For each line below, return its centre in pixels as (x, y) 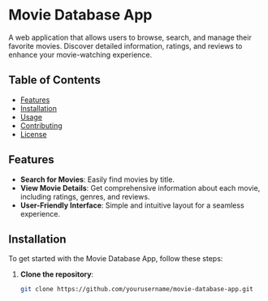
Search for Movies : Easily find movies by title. (97, 179)
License (33, 134)
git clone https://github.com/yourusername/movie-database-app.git (136, 290)
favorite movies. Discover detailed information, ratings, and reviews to (125, 45)
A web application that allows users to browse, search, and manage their (130, 37)
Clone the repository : (57, 274)
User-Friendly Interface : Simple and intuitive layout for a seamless (132, 205)
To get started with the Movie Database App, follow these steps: (116, 259)
